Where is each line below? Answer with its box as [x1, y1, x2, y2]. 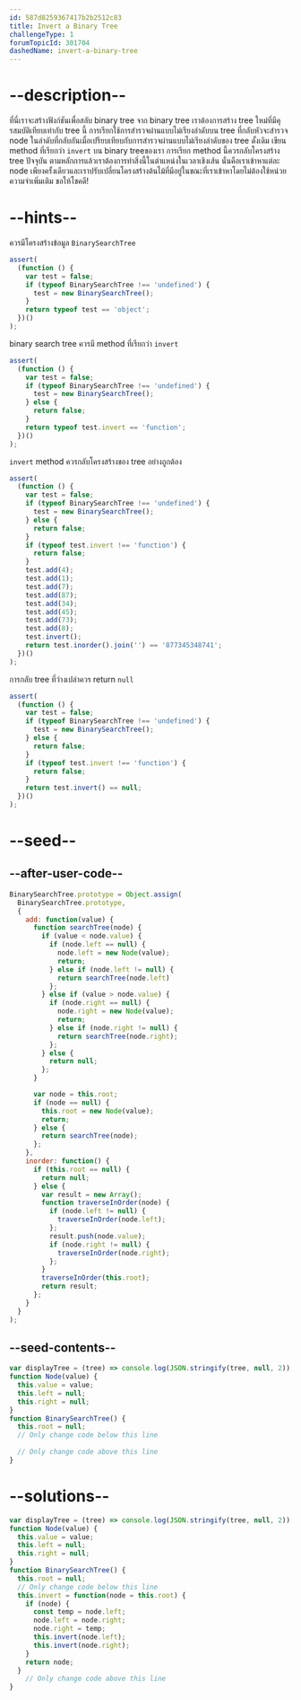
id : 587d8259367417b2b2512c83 [9, 13, 123, 22]
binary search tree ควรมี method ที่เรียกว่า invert [9, 338, 179, 348]
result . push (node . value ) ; [48, 1231, 146, 1240]
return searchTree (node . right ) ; [56, 1032, 178, 1041]
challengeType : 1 [9, 30, 74, 39]
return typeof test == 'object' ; [25, 305, 150, 314]
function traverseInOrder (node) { [41, 1198, 170, 1208]
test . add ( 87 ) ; [25, 590, 78, 600]
